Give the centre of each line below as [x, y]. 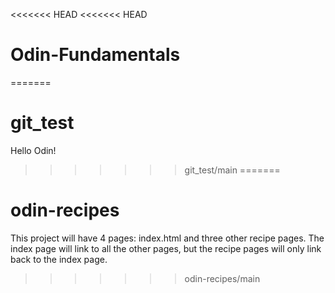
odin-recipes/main [222, 278]
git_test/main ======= [232, 170]
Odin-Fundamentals [95, 55]
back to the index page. [59, 259]
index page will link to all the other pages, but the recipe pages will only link [166, 248]
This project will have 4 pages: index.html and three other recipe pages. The [167, 238]
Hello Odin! [33, 150]
